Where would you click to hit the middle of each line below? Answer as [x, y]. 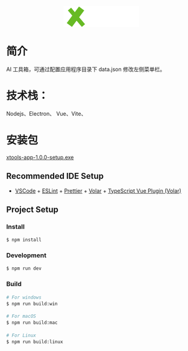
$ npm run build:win [32, 303]
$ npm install [24, 240]
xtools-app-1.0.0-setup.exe [40, 157]
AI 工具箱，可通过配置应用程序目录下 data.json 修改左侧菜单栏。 [86, 69]
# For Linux [21, 335]
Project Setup [33, 210]
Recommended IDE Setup [55, 176]
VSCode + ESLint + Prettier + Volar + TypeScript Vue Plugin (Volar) [98, 191]
